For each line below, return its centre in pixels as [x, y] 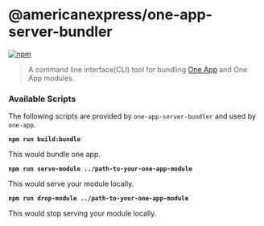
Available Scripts [42, 99]
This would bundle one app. [54, 155]
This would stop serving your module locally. [82, 213]
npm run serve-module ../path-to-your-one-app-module [101, 169]
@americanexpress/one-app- [111, 15]
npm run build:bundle [45, 139]
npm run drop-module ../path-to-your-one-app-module [99, 199]
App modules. [51, 78]
